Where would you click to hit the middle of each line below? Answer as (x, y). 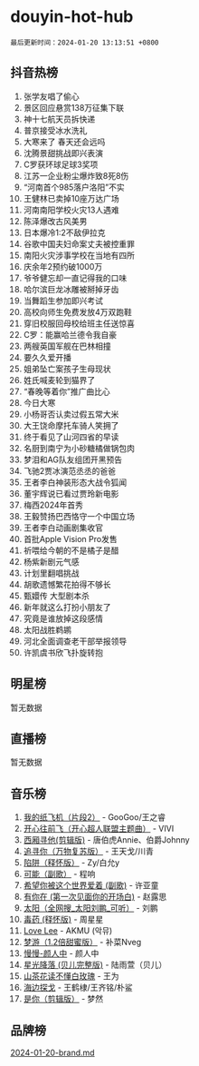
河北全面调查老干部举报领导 (75, 641)
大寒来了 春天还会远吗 (64, 142)
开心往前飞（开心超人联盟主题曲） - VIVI (99, 829)
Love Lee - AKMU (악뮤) (68, 931)
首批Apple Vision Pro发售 (70, 538)
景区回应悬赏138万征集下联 (74, 107)
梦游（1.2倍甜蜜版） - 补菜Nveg (82, 943)
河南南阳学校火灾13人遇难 (71, 210)
